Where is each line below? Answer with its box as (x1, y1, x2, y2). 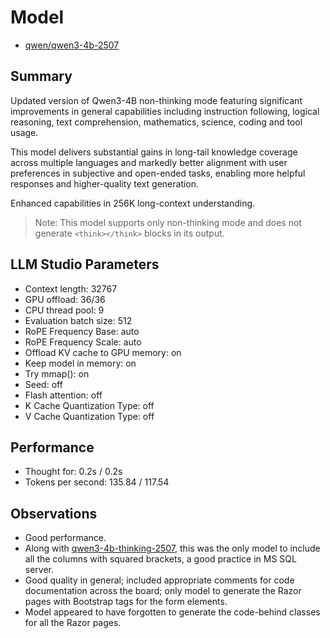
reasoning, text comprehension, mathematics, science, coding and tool (10, 116, 303, 128)
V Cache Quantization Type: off (24, 410, 155, 422)
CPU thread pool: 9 (24, 304, 105, 316)
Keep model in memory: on (24, 357, 137, 369)
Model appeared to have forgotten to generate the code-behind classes (24, 606, 321, 618)
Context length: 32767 (24, 282, 118, 295)
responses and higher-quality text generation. (10, 177, 200, 190)
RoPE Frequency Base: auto (24, 325, 140, 337)
